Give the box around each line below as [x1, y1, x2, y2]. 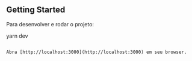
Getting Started [6, 5, 66, 15]
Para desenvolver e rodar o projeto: [6, 20, 94, 28]
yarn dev [6, 32, 28, 39]
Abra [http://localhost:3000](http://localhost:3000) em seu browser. [6, 49, 187, 55]
